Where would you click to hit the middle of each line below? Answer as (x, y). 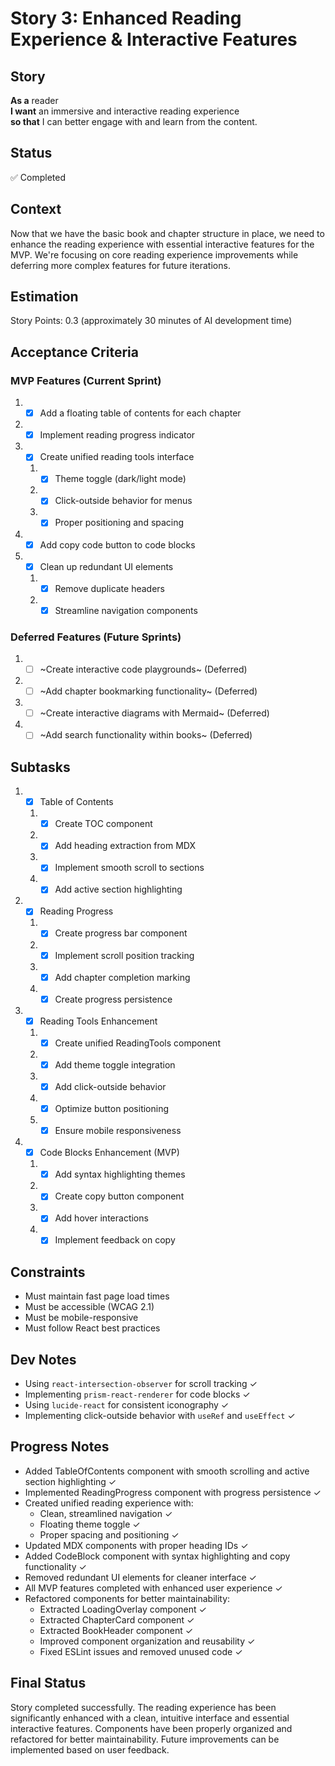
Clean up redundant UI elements (106, 566)
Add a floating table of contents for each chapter (140, 413)
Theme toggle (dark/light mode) (120, 479)
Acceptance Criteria (74, 352)
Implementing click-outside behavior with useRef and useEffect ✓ (160, 1416)
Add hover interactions (101, 1218)
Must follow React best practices (92, 1328)
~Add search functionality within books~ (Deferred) (146, 735)
